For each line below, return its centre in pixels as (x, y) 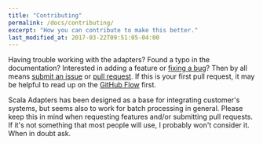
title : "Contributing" (45, 15)
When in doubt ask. (40, 134)
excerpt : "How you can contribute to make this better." (103, 30)
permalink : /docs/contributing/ (61, 23)
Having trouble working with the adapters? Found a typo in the (109, 60)
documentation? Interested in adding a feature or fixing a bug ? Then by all (128, 68)
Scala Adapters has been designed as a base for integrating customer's (124, 100)
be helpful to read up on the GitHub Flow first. (82, 85)
